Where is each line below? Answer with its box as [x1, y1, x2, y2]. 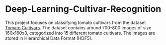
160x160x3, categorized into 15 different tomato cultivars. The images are [5, 30, 156, 36]
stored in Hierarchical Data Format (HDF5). [5, 35, 93, 41]
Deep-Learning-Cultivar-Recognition [5, 3, 162, 15]
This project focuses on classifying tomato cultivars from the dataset [5, 20, 146, 25]
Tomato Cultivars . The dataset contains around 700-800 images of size [5, 24, 152, 30]
